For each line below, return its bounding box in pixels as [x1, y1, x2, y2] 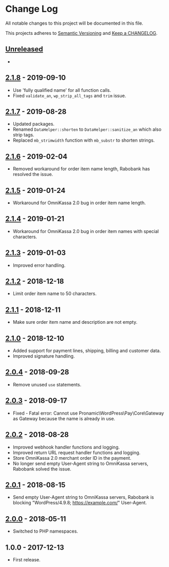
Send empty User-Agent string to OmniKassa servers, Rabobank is [12, 494, 154, 500]
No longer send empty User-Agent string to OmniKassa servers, [12, 460, 148, 466]
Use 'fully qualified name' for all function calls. [12, 87, 111, 93]
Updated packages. [12, 121, 55, 127]
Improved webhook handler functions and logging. [12, 444, 120, 450]
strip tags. [12, 132, 34, 138]
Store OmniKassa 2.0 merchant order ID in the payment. [12, 455, 132, 461]
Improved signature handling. [12, 353, 75, 359]
